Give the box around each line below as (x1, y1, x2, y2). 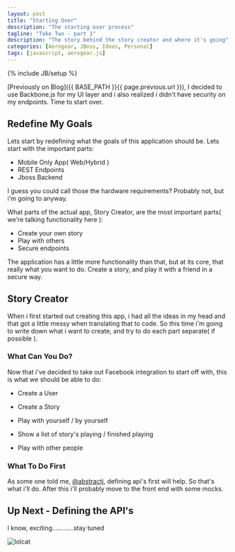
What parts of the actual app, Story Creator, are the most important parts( (7, 207, 222, 216)
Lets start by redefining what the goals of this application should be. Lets (7, 137, 219, 145)
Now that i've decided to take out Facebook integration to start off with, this (7, 367, 227, 376)
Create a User (17, 388, 59, 397)
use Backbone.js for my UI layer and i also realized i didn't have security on (7, 90, 226, 99)
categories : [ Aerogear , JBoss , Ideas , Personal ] (7, 43, 153, 50)
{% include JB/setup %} (7, 68, 78, 78)
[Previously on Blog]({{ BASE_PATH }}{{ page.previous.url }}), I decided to (7, 82, 222, 91)
